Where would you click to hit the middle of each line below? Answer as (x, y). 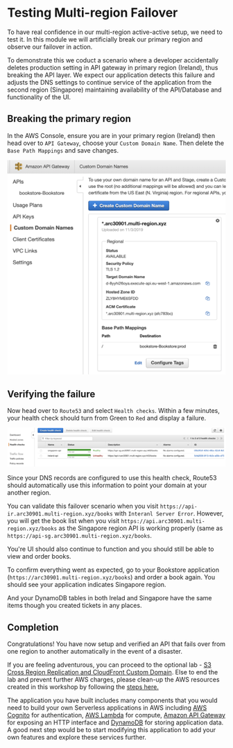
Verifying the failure (51, 394)
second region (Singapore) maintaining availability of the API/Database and (114, 90)
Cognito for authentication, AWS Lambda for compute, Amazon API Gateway (116, 715)
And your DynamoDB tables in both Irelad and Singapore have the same (110, 598)
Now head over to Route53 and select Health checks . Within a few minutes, (114, 411)
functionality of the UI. (39, 97)
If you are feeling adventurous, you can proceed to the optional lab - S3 (109, 665)
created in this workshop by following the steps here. (83, 687)
